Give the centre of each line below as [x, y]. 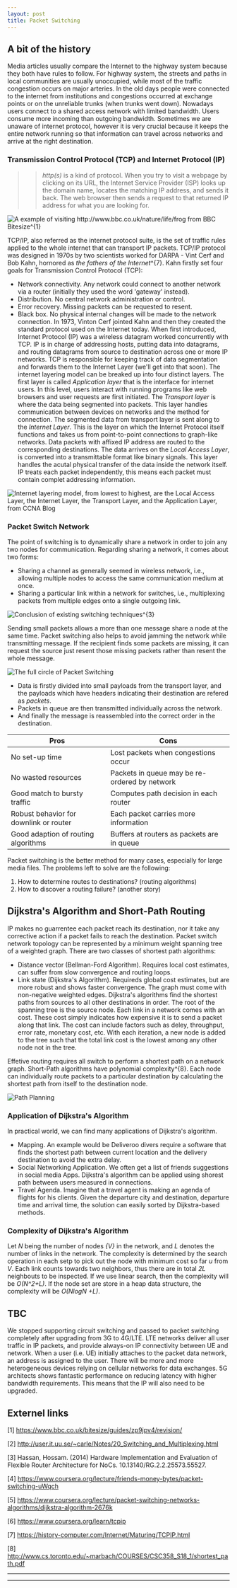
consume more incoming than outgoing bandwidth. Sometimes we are [109, 119]
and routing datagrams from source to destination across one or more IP [122, 352]
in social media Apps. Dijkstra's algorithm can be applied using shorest [120, 1175]
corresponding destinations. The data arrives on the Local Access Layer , [123, 449]
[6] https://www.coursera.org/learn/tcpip [67, 1521]
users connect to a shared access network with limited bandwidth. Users [114, 111]
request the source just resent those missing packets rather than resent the [117, 650]
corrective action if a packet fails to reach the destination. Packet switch [112, 936]
